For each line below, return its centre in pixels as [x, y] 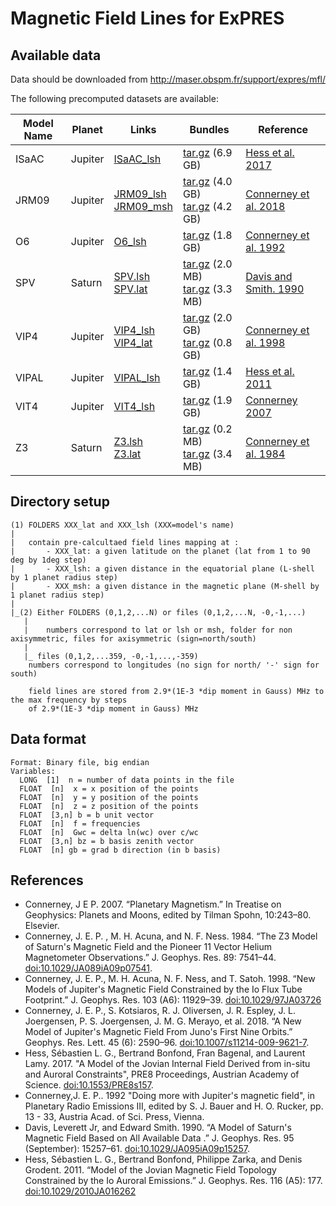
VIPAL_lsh [137, 377]
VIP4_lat [133, 342]
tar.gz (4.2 [207, 206]
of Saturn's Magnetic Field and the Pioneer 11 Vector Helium [148, 947]
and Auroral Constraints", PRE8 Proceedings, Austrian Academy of [162, 1074]
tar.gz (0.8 [207, 342]
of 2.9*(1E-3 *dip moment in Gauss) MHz [113, 708]
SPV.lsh [132, 276]
